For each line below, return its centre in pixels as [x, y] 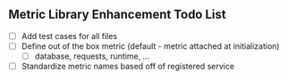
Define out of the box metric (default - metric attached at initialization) [150, 46]
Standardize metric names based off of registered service [127, 66]
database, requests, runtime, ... [92, 56]
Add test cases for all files [69, 36]
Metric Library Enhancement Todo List [117, 15]
